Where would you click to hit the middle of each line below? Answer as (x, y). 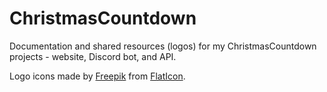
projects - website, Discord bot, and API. (93, 56)
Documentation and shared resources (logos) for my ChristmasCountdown (163, 46)
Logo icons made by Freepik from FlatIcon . (97, 76)
